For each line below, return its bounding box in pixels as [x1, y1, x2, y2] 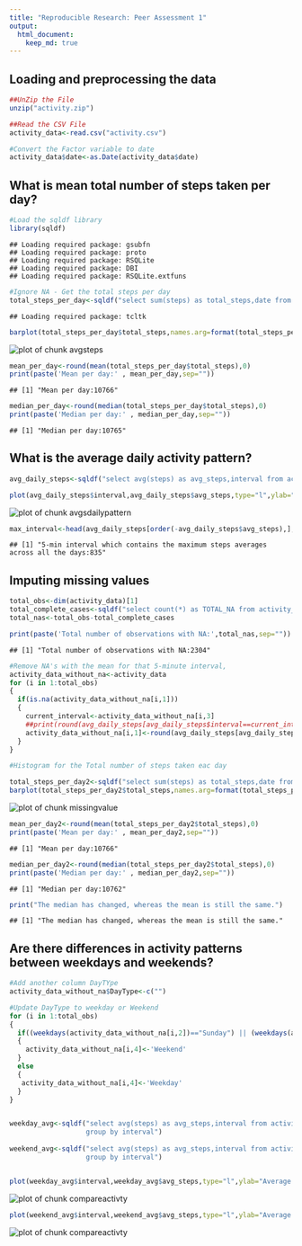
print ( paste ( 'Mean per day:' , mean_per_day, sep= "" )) [9, 369, 216, 378]
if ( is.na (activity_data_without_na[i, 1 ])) [17, 695, 179, 704]
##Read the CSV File [9, 120, 87, 129]
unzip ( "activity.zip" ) [9, 103, 94, 112]
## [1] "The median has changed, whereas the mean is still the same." [9, 916, 283, 926]
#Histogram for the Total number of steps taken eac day [9, 761, 227, 770]
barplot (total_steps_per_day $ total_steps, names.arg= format [9, 327, 235, 337]
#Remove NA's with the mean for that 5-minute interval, [9, 662, 227, 671]
